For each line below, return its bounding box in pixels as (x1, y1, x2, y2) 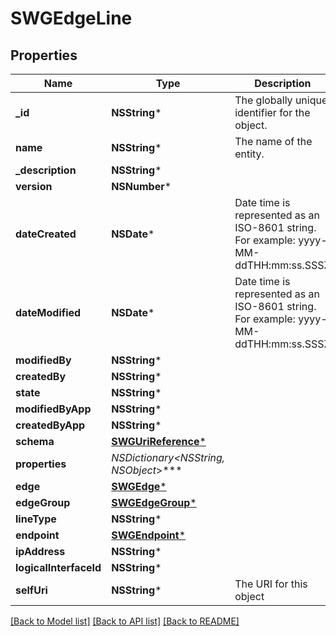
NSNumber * (111, 180, 172, 193)
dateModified (15, 306, 82, 319)
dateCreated (15, 227, 77, 241)
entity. (234, 147, 265, 161)
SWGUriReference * (111, 435, 207, 448)
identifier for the (234, 106, 311, 119)
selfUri (15, 583, 48, 597)
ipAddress (15, 545, 66, 558)
